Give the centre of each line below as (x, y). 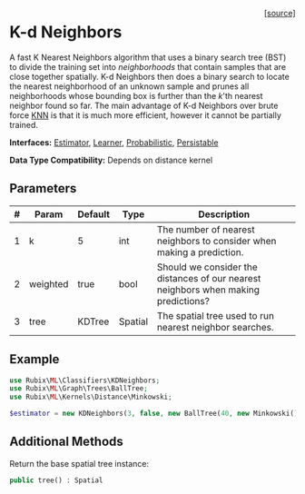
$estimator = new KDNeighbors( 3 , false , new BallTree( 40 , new (129, 414)
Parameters (43, 188)
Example (34, 359)
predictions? (183, 301)
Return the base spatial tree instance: (79, 463)
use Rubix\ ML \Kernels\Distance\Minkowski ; (91, 397)
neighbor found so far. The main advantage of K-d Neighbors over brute (144, 105)
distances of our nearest (209, 278)
